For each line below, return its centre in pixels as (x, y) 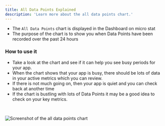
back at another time (33, 88)
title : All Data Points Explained (41, 10)
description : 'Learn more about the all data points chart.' (69, 14)
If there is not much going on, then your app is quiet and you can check (85, 83)
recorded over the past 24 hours (45, 39)
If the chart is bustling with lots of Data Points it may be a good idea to (83, 94)
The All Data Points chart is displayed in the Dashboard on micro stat (84, 28)
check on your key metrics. (40, 99)
